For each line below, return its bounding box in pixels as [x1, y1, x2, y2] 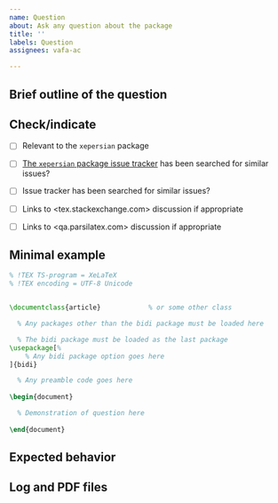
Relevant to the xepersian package [21, 140, 149, 151]
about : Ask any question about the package [9, 21, 173, 30]
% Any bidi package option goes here [25, 352, 165, 361]
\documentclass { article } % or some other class [9, 303, 233, 312]
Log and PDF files [9, 480, 108, 495]
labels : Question [9, 37, 74, 47]
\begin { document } [9, 393, 74, 402]
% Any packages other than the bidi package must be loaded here [17, 319, 265, 329]
